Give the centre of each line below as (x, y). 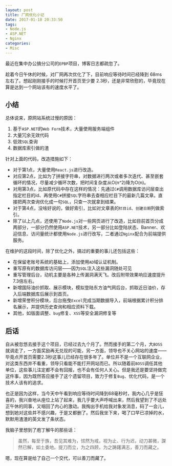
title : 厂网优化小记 (25, 15)
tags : (11, 24)
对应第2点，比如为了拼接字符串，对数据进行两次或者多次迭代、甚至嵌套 (88, 176)
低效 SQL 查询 (25, 142)
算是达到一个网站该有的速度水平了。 (44, 87)
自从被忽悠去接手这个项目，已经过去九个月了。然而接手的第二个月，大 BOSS (84, 344)
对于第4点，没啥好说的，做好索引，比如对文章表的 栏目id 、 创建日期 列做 (86, 208)
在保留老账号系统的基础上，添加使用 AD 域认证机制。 (67, 262)
